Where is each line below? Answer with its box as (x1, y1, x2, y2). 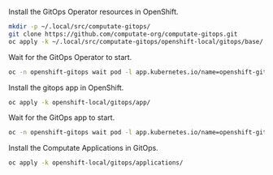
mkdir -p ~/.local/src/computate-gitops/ (8, 23, 151, 31)
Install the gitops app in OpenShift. (8, 83, 124, 92)
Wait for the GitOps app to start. (8, 113, 115, 122)
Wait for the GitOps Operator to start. (8, 52, 132, 62)
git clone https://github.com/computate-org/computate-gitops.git (8, 30, 238, 38)
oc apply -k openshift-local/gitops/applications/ (8, 159, 184, 167)
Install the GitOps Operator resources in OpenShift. (8, 7, 179, 16)
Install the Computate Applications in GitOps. (8, 143, 158, 153)
